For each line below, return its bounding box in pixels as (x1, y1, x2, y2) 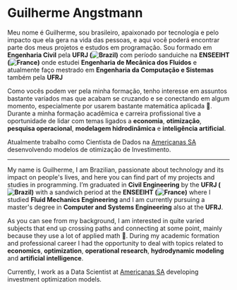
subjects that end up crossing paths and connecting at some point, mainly (7, 224, 223, 232)
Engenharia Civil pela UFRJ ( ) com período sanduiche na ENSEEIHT (7, 51, 230, 59)
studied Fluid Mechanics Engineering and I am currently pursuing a (7, 195, 205, 203)
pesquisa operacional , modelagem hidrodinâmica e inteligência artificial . (7, 124, 226, 132)
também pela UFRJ (7, 72, 63, 82)
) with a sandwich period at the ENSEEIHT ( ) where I (31, 188, 211, 196)
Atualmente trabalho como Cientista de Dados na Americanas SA (7, 137, 196, 146)
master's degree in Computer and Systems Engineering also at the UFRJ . (7, 203, 224, 211)
